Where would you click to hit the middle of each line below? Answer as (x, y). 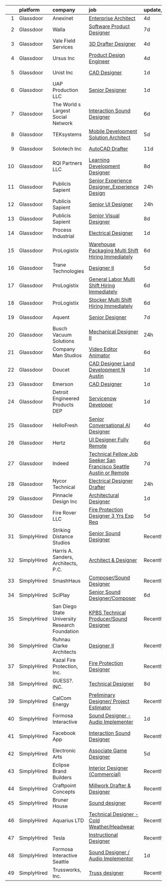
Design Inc (65, 501)
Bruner (60, 800)
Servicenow (103, 398)
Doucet (61, 370)
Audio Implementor (111, 859)
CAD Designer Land (112, 363)
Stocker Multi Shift (110, 300)
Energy (61, 704)
